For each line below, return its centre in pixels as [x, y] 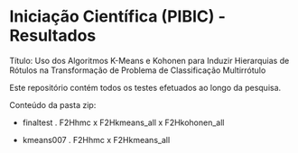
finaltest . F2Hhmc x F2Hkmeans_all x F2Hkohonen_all [123, 122]
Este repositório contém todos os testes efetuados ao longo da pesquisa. [145, 87]
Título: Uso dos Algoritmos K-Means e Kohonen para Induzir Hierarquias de [149, 60]
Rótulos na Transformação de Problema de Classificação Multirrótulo [138, 70]
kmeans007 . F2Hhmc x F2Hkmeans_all [96, 139]
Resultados [53, 36]
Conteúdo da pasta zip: [53, 104]
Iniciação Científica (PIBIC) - [117, 17]
